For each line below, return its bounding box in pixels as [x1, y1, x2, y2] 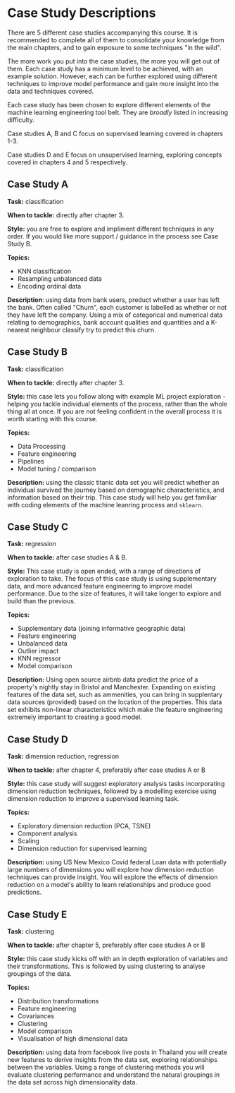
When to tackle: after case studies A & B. [7, 553, 128, 562]
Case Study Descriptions [7, 5, 156, 21]
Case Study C [7, 521, 69, 533]
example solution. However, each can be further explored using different [7, 72, 217, 80]
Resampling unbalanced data [17, 274, 102, 283]
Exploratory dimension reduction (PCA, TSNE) [17, 822, 151, 831]
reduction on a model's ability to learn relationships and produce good [7, 881, 211, 889]
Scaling [17, 837, 40, 845]
